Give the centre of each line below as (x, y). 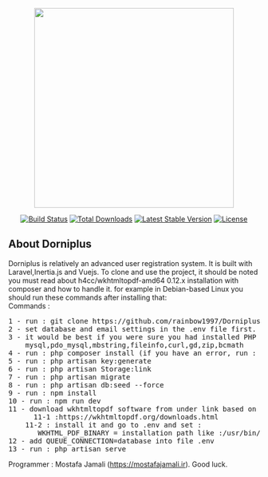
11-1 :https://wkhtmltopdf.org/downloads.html (126, 417)
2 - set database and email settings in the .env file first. (132, 329)
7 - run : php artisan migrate (69, 377)
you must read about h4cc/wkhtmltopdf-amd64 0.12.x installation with (124, 280)
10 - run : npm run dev (55, 401)
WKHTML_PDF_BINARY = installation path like (126, 433)
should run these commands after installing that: (88, 297)
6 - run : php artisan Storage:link (80, 369)
